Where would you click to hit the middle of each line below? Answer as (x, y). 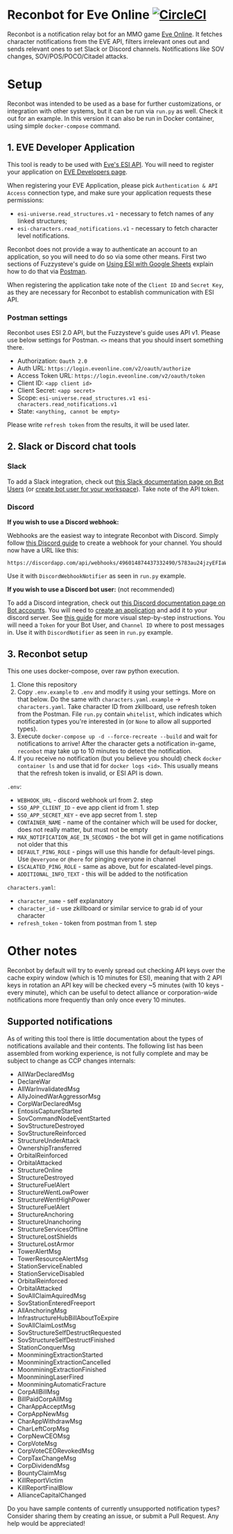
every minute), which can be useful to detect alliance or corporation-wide (112, 992)
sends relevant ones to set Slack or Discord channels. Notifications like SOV (116, 49)
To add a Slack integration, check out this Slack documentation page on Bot (115, 481)
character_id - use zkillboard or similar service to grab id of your (110, 908)
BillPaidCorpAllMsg (45, 1399)
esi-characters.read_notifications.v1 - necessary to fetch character (118, 228)
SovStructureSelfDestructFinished (66, 1340)
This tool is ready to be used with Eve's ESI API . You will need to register (111, 164)
